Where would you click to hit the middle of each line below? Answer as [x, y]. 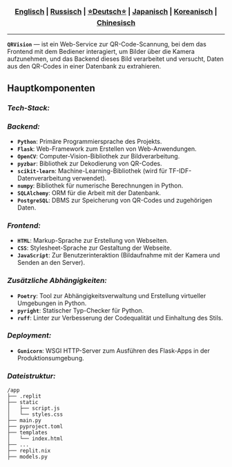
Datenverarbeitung [44, 178]
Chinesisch [116, 22]
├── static [23, 403]
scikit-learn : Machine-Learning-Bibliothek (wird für [92, 171]
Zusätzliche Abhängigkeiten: [57, 281]
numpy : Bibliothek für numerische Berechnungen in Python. [100, 185]
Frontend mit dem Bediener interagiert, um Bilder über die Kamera [101, 52]
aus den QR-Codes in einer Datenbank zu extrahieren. [84, 66]
